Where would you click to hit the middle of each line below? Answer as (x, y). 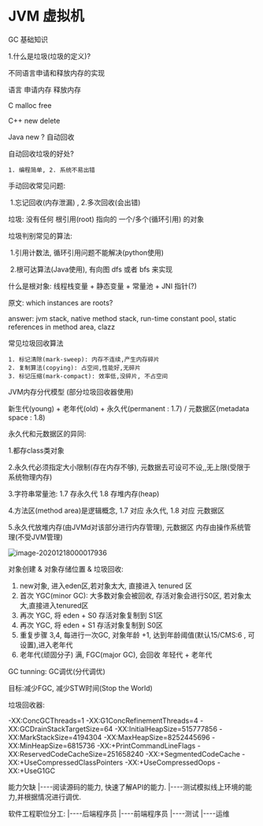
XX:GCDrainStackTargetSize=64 (61, 728)
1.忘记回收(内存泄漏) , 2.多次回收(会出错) (75, 202)
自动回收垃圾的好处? (41, 154)
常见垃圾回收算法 (36, 343)
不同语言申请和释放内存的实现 (56, 72)
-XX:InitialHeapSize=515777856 (166, 728)
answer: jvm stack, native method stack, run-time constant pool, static (122, 318)
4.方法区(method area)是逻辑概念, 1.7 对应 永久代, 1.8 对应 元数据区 (117, 510)
